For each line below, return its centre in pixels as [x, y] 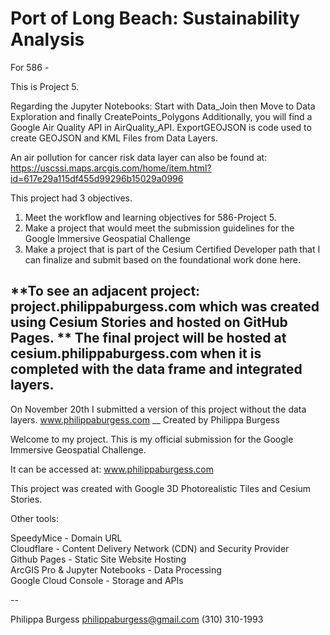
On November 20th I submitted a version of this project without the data [158, 409]
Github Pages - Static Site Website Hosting [98, 559]
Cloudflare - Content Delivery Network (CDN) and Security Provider [150, 548]
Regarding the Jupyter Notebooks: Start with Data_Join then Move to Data [163, 106]
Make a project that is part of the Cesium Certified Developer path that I [172, 249]
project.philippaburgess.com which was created [165, 307]
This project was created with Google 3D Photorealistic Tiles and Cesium [161, 488]
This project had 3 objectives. [71, 198]
